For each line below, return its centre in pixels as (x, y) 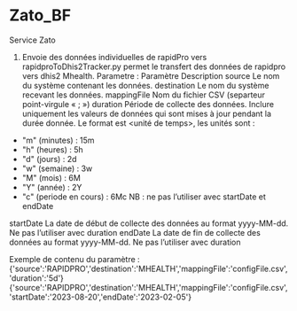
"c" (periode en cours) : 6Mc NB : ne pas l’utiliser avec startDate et (144, 197)
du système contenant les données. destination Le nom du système (145, 85)
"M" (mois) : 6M (51, 177)
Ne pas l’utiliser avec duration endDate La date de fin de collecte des (135, 232)
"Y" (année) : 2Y (52, 187)
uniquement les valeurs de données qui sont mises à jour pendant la (147, 113)
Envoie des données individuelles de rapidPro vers (114, 57)
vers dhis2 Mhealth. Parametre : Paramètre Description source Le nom (151, 75)
